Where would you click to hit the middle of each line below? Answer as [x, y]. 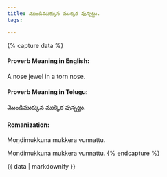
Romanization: [29, 125]
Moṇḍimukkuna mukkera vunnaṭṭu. [56, 140]
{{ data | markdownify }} [42, 167]
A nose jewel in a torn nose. [46, 76]
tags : [15, 20]
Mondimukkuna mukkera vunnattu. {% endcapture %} [83, 153]
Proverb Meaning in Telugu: [47, 92]
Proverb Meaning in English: [48, 61]
